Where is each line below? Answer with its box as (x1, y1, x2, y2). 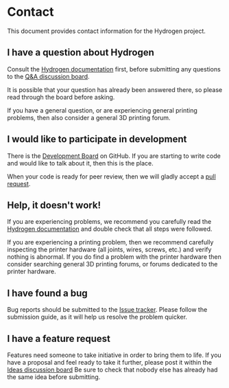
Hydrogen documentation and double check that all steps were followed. (7, 225, 213, 233)
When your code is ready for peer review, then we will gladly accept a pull (7, 172, 216, 181)
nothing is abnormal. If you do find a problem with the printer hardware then (7, 253, 221, 261)
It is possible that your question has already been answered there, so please (7, 85, 223, 93)
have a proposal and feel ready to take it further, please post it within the (7, 358, 213, 366)
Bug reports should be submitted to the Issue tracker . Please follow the (7, 306, 208, 314)
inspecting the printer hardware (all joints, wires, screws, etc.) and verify (7, 245, 212, 254)
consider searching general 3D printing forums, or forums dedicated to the (7, 260, 218, 269)
